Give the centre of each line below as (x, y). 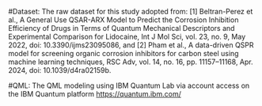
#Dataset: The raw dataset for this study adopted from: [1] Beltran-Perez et (131, 11)
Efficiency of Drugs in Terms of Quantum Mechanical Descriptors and (122, 28)
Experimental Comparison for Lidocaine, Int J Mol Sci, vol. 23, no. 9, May (127, 36)
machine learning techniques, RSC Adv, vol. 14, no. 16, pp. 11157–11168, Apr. (131, 62)
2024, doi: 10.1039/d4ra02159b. (60, 70)
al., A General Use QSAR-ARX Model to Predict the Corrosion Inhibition (123, 20)
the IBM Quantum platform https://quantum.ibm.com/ (95, 94)
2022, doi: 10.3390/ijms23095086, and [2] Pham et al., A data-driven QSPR (131, 45)
